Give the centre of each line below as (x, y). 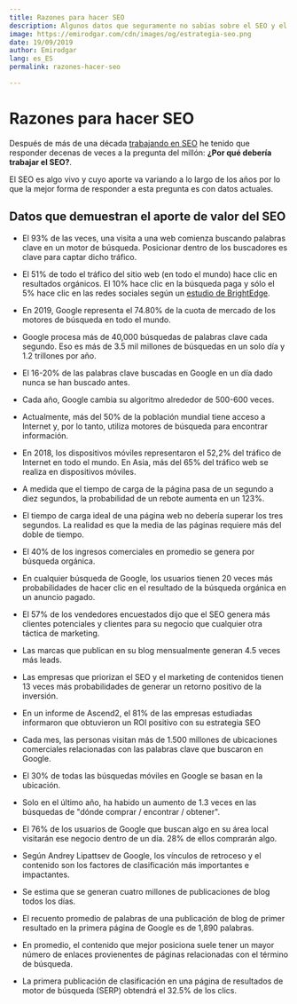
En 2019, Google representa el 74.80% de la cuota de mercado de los (149, 310)
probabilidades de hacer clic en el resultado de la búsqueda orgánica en (154, 588)
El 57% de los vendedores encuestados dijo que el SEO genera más (146, 614)
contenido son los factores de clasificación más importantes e (136, 865)
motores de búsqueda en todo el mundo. (96, 320)
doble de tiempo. (53, 534)
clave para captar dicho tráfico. (79, 257)
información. (45, 435)
